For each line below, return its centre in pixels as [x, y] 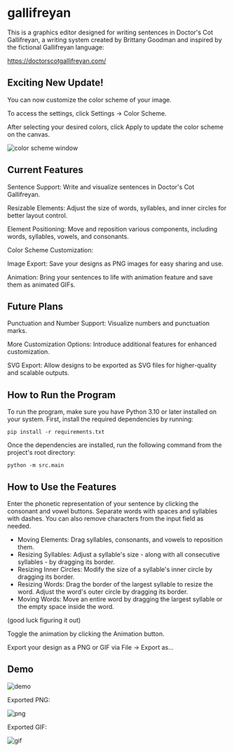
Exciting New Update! [55, 83]
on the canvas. [29, 134]
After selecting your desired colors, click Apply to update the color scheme [116, 127]
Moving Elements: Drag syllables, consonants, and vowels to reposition [120, 540]
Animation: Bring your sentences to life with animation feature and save [110, 277]
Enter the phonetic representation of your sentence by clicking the [103, 504]
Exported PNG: [29, 699]
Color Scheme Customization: [50, 249]
